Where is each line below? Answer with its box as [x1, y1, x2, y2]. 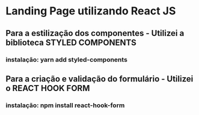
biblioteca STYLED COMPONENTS [5, 37, 136, 47]
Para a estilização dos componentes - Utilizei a [5, 28, 185, 38]
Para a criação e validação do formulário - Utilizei [5, 74, 194, 84]
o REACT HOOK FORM [5, 83, 90, 93]
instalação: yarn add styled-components [5, 55, 127, 63]
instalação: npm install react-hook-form [5, 101, 125, 109]
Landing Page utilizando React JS [5, 4, 176, 18]
